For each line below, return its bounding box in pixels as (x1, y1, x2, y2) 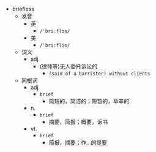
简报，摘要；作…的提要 (48, 139, 108, 146)
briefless (12, 6, 35, 12)
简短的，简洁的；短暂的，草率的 (48, 97, 130, 105)
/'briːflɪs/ (39, 28, 70, 34)
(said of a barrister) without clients (48, 70, 150, 77)
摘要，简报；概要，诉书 (48, 118, 108, 125)
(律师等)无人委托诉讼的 (39, 63, 98, 70)
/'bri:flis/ (39, 42, 70, 48)
